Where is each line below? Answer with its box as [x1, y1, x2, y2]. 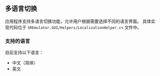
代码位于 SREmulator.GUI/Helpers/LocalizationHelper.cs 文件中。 [9, 24, 142, 30]
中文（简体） [12, 60, 38, 66]
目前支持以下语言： [5, 50, 44, 56]
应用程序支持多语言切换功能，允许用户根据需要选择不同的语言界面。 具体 [5, 18, 151, 24]
